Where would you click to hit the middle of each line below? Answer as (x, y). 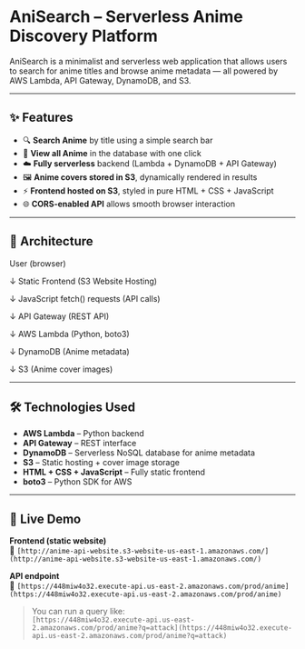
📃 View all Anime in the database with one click (112, 153)
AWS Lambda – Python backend (84, 434)
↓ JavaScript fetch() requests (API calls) (85, 298)
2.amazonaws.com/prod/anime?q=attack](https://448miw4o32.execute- (162, 628)
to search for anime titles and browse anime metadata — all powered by (144, 71)
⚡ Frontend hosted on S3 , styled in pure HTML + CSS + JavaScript (148, 190)
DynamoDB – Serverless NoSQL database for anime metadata (139, 453)
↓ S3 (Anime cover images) (61, 369)
